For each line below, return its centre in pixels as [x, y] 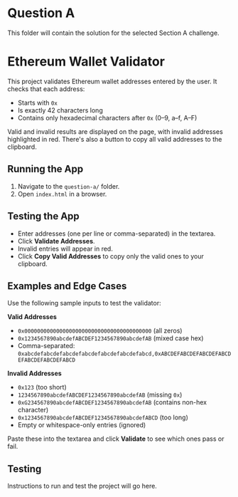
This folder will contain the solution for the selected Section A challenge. [113, 33]
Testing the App [43, 216]
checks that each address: [46, 89]
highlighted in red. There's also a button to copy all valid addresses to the [115, 139]
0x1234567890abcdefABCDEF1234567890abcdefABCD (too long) [103, 417]
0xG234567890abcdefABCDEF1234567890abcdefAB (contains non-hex [112, 402]
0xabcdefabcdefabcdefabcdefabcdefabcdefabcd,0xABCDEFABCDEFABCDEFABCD [124, 354]
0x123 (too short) [42, 387]
